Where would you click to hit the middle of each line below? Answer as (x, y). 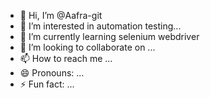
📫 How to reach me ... (66, 58)
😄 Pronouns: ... (52, 73)
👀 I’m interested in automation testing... (100, 26)
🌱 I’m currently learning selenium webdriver (109, 36)
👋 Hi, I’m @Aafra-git (61, 15)
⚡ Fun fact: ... (47, 84)
